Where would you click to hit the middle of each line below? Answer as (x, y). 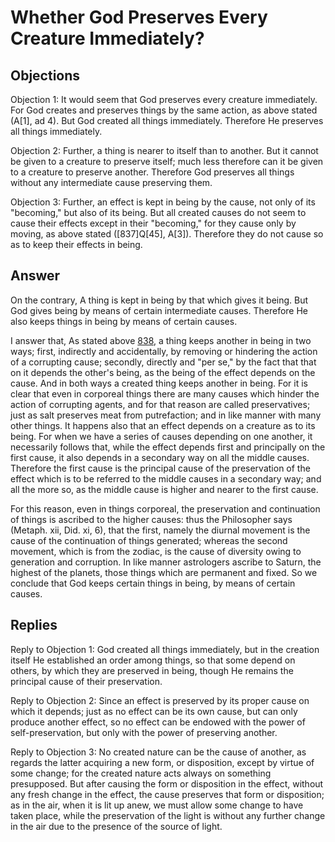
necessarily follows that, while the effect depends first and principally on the (168, 447)
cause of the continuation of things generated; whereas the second (149, 540)
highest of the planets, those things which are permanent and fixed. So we (164, 572)
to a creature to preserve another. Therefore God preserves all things (152, 172)
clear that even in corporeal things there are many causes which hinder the (165, 393)
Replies (34, 625)
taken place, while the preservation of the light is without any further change (168, 815)
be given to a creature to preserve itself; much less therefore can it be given (167, 161)
